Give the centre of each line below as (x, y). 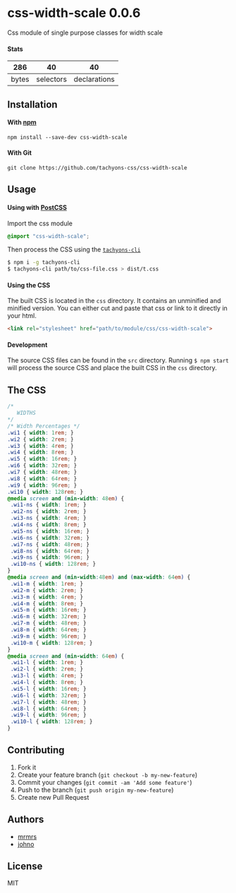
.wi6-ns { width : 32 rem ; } (50, 538)
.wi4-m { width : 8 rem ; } (46, 603)
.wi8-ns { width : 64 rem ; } (50, 551)
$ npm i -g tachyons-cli (44, 263)
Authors (26, 820)
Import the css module (40, 223)
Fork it (27, 767)
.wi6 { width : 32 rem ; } (42, 466)
